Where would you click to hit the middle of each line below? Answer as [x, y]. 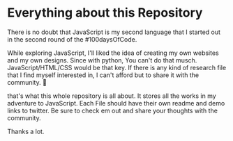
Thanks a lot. [26, 131]
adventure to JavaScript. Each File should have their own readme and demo [116, 103]
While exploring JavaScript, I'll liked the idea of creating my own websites [113, 53]
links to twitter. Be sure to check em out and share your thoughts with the [113, 110]
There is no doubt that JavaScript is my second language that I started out [114, 32]
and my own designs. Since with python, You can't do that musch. [102, 60]
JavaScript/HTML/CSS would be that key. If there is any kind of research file [117, 67]
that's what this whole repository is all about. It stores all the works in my [112, 96]
